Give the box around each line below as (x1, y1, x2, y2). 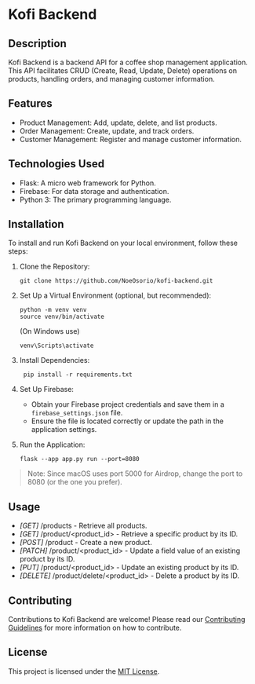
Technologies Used (8, 157, 104, 170)
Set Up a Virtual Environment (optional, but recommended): (19, 291, 212, 300)
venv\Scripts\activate (19, 342, 94, 350)
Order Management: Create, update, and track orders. (19, 126, 195, 135)
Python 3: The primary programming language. (19, 195, 172, 204)
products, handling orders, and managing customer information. (8, 75, 215, 83)
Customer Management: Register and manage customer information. (19, 134, 242, 144)
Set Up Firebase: (19, 385, 75, 394)
